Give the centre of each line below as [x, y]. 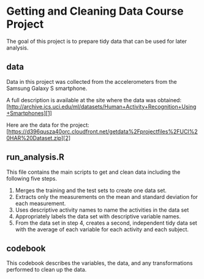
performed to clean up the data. [47, 270]
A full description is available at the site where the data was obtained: [94, 100]
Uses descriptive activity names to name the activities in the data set [102, 210]
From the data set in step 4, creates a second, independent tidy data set [106, 223]
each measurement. [40, 203]
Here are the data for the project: [48, 125]
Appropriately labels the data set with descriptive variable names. [98, 216]
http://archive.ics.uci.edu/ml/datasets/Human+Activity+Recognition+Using [102, 106]
